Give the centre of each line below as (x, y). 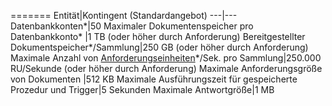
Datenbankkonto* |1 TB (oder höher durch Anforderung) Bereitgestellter (158, 36)
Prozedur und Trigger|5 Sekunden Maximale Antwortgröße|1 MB (142, 89)
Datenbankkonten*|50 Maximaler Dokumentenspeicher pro (132, 26)
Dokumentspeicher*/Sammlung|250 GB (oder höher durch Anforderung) (159, 47)
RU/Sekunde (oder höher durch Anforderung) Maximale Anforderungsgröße (166, 68)
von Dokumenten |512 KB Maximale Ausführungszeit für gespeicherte (154, 79)
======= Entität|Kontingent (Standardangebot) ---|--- (124, 15)
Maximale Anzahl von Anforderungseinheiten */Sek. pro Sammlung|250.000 (166, 58)
